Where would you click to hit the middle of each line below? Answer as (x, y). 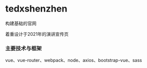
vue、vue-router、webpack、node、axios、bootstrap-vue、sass (74, 60)
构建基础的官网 (21, 23)
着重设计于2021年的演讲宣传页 (37, 34)
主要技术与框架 (24, 48)
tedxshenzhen (36, 9)
